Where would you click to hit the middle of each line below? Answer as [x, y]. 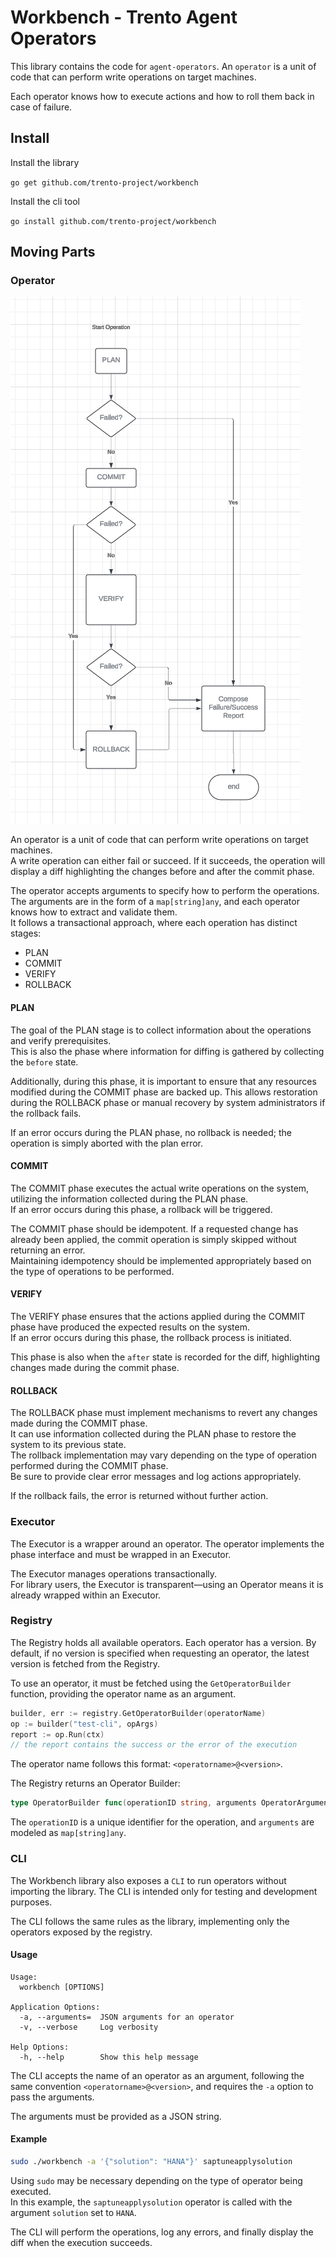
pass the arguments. [52, 2097]
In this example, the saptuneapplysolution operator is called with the [151, 2202]
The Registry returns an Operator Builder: [95, 1783]
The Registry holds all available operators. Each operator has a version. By [163, 1642]
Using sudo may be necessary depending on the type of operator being [156, 2180]
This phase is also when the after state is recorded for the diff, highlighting [165, 1357]
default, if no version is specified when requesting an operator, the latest [160, 1653]
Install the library [45, 162]
